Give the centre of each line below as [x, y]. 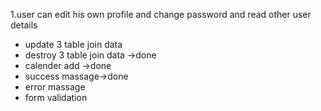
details [24, 25]
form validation [56, 97]
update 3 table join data [73, 44]
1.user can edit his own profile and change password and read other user [161, 14]
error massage [55, 87]
